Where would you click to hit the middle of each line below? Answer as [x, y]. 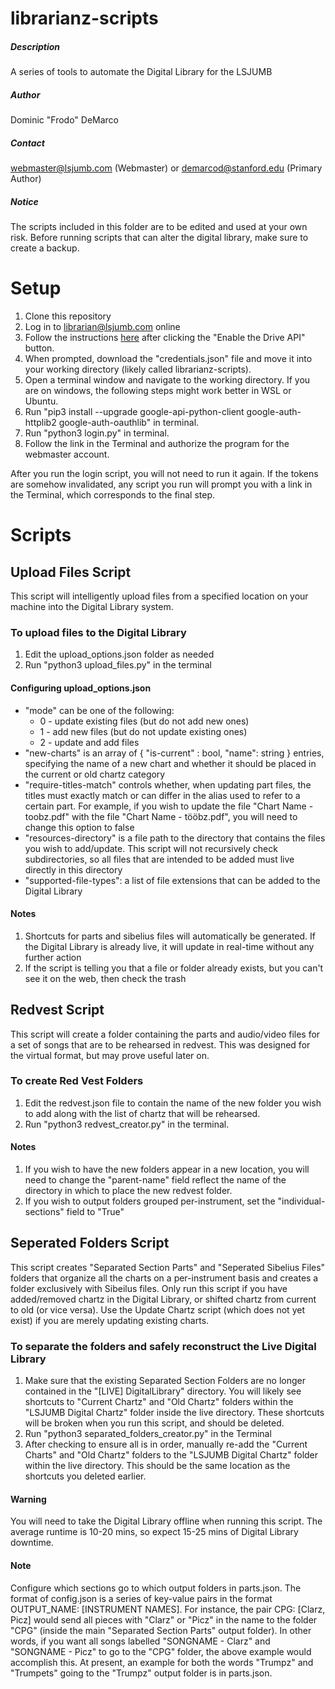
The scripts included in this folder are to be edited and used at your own [159, 227]
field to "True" [95, 1212]
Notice [24, 201]
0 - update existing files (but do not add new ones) [144, 721]
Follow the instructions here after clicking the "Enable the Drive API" [165, 337]
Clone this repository [68, 316]
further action [53, 957]
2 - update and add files [89, 742]
